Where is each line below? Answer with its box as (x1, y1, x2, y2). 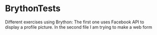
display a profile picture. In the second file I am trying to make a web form (5, 24, 153, 30)
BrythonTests (5, 3, 61, 14)
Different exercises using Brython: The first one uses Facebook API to (5, 19, 144, 25)
